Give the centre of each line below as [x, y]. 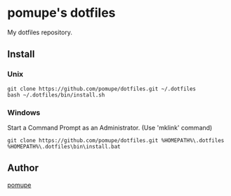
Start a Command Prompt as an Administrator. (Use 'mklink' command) [110, 127]
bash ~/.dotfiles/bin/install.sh [56, 95]
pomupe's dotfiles [61, 13]
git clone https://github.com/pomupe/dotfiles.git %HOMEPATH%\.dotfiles [116, 140]
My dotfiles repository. [40, 32]
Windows [24, 112]
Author [23, 168]
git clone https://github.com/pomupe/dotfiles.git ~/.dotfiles [102, 89]
